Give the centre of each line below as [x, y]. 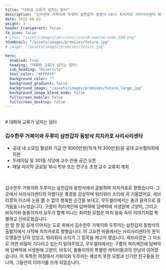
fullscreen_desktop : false [37, 102]
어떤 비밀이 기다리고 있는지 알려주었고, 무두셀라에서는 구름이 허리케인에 [79, 244]
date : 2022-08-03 [23, 19]
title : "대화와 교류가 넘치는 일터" [37, 10]
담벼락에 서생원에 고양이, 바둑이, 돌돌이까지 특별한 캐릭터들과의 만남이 [78, 250]
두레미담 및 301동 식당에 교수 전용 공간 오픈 [54, 160]
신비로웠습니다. [33, 219]
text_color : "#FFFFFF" [33, 74]
